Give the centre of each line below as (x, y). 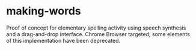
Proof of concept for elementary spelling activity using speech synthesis (96, 28)
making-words (44, 11)
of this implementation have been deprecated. (63, 40)
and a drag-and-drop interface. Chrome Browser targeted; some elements (98, 34)
